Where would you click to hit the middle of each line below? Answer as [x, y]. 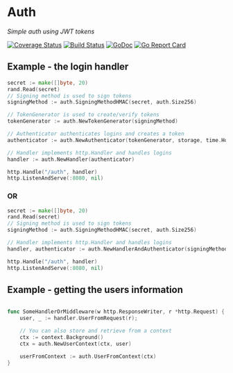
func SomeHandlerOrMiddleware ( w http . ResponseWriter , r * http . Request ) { [116, 312]
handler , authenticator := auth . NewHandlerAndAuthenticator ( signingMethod [118, 249]
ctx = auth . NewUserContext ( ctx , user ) [76, 344]
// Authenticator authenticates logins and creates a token [96, 134]
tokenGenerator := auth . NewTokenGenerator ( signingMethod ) [93, 121]
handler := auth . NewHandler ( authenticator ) [71, 159]
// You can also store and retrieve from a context [96, 331]
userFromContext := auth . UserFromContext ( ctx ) [88, 356]
